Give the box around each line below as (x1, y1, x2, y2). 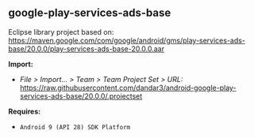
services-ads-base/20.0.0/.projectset (19, 91, 143, 101)
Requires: (8, 106, 41, 116)
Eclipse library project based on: (8, 27, 114, 36)
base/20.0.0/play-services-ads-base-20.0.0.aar (8, 43, 165, 54)
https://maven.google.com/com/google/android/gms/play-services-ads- (8, 35, 246, 45)
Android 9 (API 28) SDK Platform (19, 123, 131, 131)
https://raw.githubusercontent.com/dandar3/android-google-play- (19, 83, 237, 92)
